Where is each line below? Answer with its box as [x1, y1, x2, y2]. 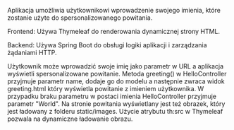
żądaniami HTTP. [7, 49, 58, 57]
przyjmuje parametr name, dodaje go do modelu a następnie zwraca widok [7, 77, 226, 85]
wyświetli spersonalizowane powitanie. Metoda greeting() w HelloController [7, 70, 227, 78]
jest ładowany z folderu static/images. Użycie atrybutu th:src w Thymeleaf [7, 107, 223, 115]
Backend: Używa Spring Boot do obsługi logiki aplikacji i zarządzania [7, 41, 207, 49]
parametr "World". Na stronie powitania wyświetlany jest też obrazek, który [7, 100, 226, 108]
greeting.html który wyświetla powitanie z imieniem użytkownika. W [7, 85, 204, 93]
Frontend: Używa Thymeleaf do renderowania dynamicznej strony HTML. [7, 28, 221, 35]
